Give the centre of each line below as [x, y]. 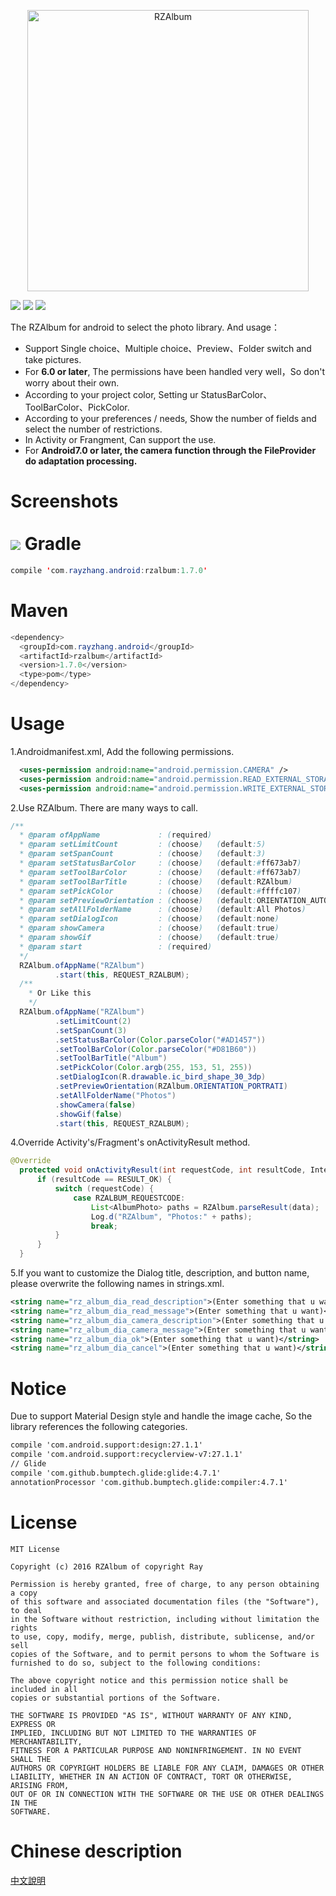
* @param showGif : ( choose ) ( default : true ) [149, 938]
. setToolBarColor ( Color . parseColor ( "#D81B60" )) [155, 1049]
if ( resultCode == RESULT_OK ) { [104, 1180]
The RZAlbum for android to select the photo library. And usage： [145, 327]
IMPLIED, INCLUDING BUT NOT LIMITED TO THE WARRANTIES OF [133, 1733]
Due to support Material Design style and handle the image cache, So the [161, 1416]
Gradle [53, 544]
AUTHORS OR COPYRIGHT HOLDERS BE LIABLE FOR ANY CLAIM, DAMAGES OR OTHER [167, 1768]
